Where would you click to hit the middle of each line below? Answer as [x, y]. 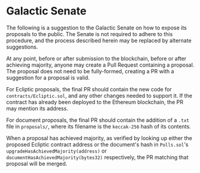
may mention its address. [37, 108]
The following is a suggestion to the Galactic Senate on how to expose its [97, 28]
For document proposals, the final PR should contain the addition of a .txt [98, 120]
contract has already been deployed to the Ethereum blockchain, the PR [95, 102]
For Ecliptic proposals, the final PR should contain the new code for [89, 89]
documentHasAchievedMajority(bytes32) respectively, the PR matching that [97, 157]
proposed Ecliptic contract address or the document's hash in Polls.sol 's [97, 144]
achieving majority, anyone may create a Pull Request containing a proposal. [100, 65]
